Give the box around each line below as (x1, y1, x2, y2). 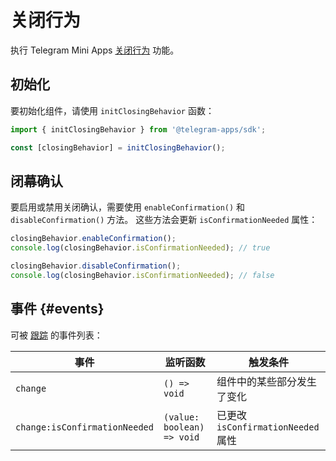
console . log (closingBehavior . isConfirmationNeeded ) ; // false (10, 270, 275, 280)
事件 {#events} (10, 301, 105, 318)
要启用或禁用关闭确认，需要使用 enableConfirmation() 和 (10, 201, 246, 213)
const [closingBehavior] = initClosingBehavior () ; (10, 142, 226, 153)
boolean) (163, 421, 205, 433)
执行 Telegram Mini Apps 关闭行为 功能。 (10, 44, 180, 56)
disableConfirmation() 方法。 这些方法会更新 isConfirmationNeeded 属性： (10, 214, 318, 226)
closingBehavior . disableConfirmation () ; (10, 261, 182, 271)
